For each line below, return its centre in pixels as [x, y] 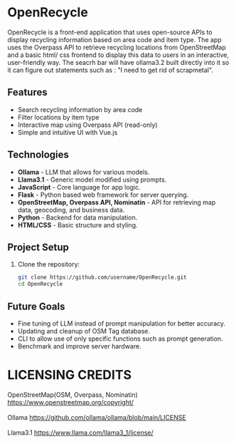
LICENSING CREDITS [70, 375]
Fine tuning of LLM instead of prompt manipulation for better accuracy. [122, 323]
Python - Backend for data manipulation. [77, 217]
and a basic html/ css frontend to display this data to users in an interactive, [118, 55]
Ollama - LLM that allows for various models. [84, 172]
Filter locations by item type [58, 117]
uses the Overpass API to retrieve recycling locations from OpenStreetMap [117, 47]
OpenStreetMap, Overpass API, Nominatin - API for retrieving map [117, 202]
